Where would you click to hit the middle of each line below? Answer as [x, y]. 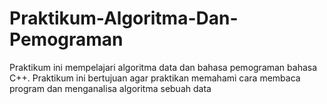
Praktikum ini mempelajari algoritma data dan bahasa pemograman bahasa [163, 67]
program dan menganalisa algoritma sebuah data [110, 88]
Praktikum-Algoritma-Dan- [124, 18]
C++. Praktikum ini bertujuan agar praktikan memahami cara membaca [155, 78]
